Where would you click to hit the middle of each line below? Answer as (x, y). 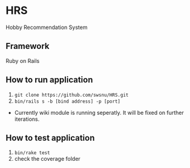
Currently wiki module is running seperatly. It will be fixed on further (99, 112)
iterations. (27, 119)
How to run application (49, 80)
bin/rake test (32, 153)
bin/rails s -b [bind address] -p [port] (67, 101)
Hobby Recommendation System (47, 27)
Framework (28, 46)
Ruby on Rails (23, 60)
